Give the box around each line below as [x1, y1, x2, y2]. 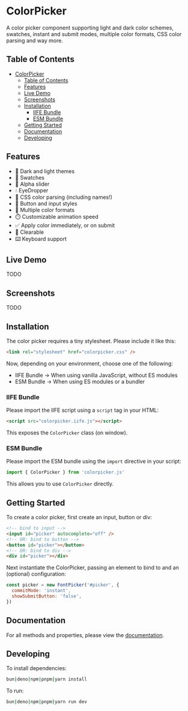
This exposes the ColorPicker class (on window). [6, 429, 128, 436]
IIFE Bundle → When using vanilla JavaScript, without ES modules [14, 371, 178, 379]
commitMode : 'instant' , [11, 588, 71, 594]
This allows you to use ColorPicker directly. [6, 480, 114, 487]
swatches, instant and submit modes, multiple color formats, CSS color [6, 30, 182, 37]
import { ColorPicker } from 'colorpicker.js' [6, 469, 125, 475]
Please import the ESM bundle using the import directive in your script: [6, 458, 181, 465]
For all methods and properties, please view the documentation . [6, 631, 165, 638]
